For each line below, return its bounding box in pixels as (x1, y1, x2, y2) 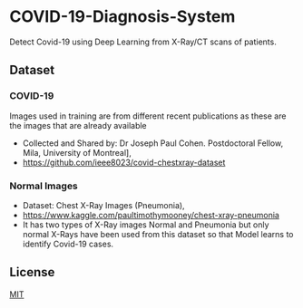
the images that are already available (9, 120, 147, 130)
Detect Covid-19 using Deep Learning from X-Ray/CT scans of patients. (9, 36, 277, 47)
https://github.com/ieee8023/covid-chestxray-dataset (22, 157, 226, 168)
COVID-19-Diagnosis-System (9, 6, 236, 27)
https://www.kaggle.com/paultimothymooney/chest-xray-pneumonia (22, 209, 279, 220)
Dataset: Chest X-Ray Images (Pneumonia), (22, 199, 185, 210)
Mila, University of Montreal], (22, 147, 132, 158)
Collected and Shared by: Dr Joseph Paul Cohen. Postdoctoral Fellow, (22, 138, 284, 149)
